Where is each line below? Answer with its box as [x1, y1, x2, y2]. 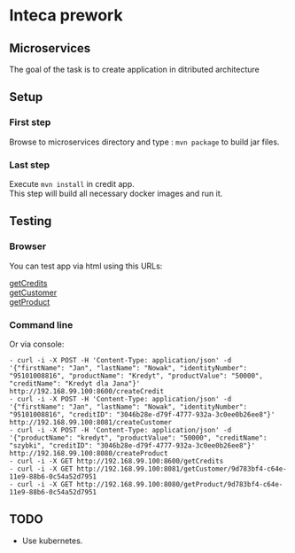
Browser [9, 240, 47, 253]
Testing [9, 214, 52, 229]
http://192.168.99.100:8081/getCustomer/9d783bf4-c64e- [76, 464, 288, 473]
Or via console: [9, 339, 65, 349]
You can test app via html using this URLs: [9, 261, 163, 271]
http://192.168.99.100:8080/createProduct [9, 448, 168, 457]
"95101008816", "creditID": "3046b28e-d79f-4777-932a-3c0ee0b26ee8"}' [9, 409, 276, 419]
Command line [9, 318, 74, 331]
